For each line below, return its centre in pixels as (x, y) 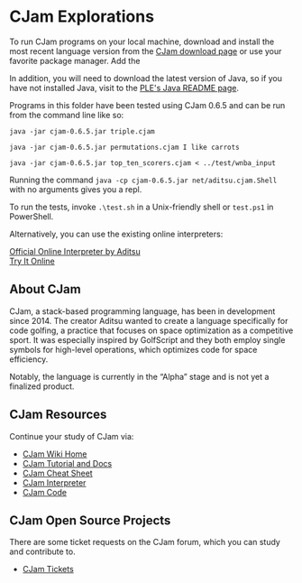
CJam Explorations (82, 17)
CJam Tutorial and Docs (67, 463)
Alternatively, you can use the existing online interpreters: (116, 234)
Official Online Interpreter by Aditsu (75, 251)
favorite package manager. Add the (75, 60)
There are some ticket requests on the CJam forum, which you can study (145, 542)
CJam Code (45, 492)
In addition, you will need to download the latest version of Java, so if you (146, 78)
